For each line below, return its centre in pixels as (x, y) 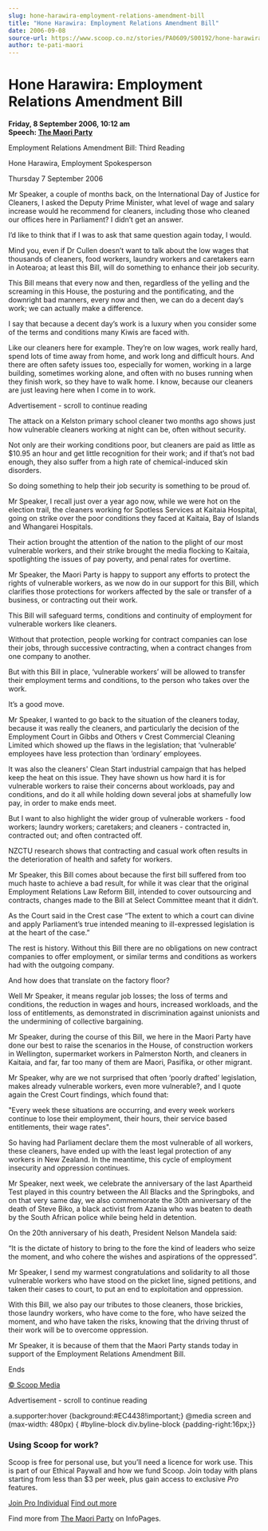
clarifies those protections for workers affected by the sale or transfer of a (130, 592)
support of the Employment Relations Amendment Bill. (97, 1354)
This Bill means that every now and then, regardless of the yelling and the (129, 283)
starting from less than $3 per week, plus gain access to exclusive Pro (124, 1479)
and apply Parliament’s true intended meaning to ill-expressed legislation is (132, 924)
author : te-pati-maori (46, 45)
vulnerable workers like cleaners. (63, 624)
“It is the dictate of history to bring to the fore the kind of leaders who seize (132, 1249)
